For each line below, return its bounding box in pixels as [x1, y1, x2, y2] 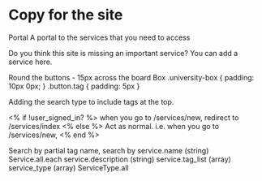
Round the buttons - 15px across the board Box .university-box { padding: [8, 72, 255, 82]
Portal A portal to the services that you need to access [8, 32, 191, 42]
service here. [8, 57, 53, 67]
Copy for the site [8, 6, 123, 24]
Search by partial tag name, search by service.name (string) [8, 145, 209, 155]
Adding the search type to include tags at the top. [8, 97, 174, 106]
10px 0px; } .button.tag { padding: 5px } [8, 81, 140, 91]
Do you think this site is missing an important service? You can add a [8, 48, 238, 58]
